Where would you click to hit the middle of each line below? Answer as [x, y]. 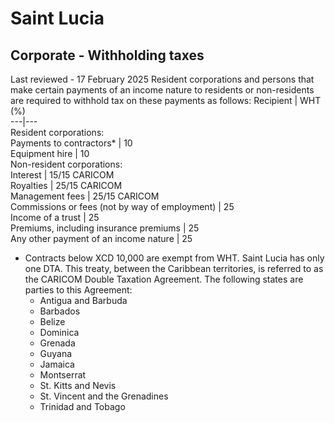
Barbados [60, 311]
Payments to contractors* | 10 [71, 143]
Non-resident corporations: [66, 164]
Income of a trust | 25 [55, 217]
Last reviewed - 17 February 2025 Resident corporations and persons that [162, 79]
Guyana [56, 353]
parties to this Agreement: [78, 290]
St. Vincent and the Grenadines [104, 396]
